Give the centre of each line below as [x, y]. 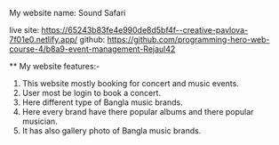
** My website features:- [55, 66]
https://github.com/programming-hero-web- [188, 40]
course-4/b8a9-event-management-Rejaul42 [92, 49]
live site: [24, 30]
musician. [40, 121]
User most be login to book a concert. [92, 93]
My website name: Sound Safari [68, 13]
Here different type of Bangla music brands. [103, 102]
